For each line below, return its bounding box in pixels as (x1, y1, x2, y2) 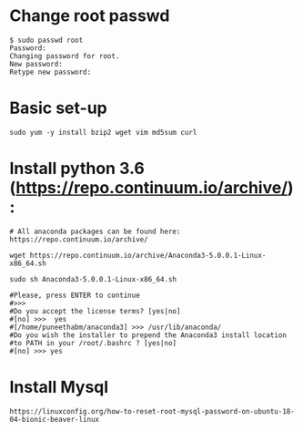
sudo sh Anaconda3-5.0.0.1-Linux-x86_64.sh (9, 274, 177, 283)
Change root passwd (9, 5, 170, 26)
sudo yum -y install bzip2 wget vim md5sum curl (9, 128, 197, 137)
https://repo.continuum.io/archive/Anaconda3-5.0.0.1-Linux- (29, 251, 267, 260)
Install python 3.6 (9, 159, 146, 179)
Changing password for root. (9, 51, 120, 60)
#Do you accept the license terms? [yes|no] (9, 306, 181, 315)
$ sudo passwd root (9, 36, 84, 45)
